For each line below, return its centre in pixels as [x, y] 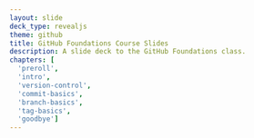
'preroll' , [38, 69]
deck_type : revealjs [49, 26]
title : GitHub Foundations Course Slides [89, 43]
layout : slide [36, 18]
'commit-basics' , [51, 94]
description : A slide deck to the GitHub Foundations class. [128, 52]
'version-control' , [55, 85]
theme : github [36, 34]
